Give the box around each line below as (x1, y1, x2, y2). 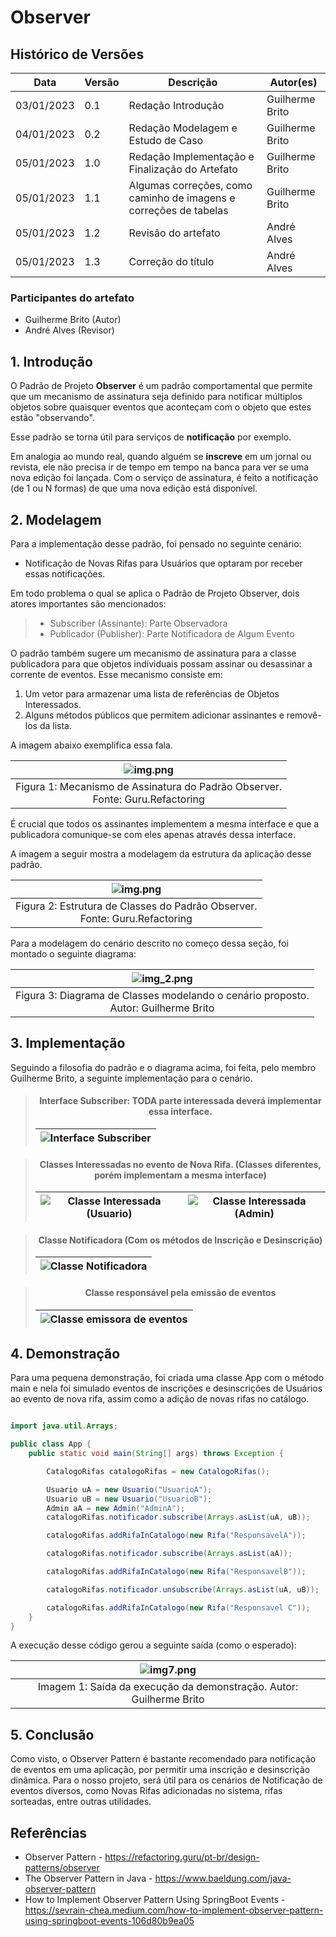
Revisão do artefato (128, 226, 221, 240)
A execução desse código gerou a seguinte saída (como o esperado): (10, 1639, 297, 1651)
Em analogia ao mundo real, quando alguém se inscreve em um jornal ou (10, 451, 312, 463)
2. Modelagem (10, 511, 102, 528)
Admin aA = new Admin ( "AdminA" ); (46, 1503, 186, 1513)
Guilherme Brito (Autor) (24, 314, 122, 326)
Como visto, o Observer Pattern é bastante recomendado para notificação (10, 1753, 317, 1765)
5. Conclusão (10, 1726, 95, 1743)
